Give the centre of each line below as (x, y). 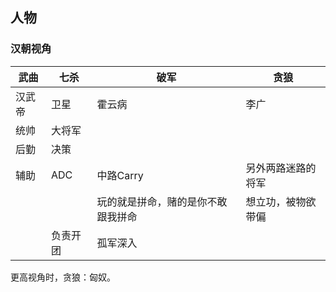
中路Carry (120, 175)
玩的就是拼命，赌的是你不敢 (162, 201)
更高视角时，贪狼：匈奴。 (63, 277)
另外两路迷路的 (281, 168)
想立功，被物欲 (281, 201)
